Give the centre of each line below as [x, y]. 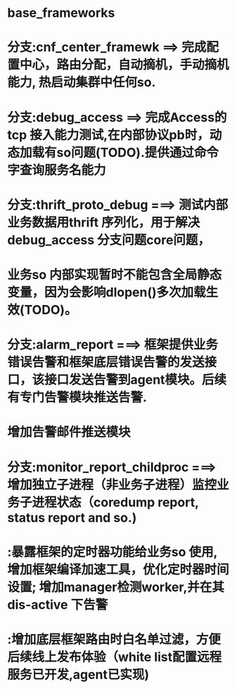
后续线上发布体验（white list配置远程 [115, 657]
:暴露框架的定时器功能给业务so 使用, [113, 552]
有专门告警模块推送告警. [77, 398]
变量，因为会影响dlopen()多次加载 [107, 292]
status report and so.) [72, 517]
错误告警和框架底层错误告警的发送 [106, 362]
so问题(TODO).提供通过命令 [138, 152]
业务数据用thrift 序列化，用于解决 [104, 222]
